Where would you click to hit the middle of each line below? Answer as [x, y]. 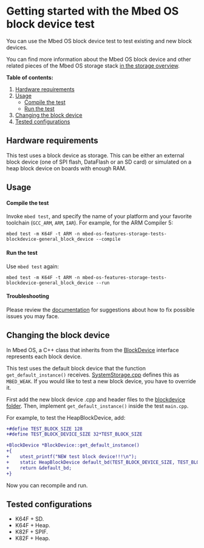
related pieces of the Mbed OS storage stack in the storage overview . [93, 66]
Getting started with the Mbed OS [93, 11]
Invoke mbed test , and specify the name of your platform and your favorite [99, 217]
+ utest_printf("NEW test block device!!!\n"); [72, 457]
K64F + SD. [29, 519]
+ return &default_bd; [39, 468]
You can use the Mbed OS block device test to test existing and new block [99, 41]
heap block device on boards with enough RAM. [66, 168]
